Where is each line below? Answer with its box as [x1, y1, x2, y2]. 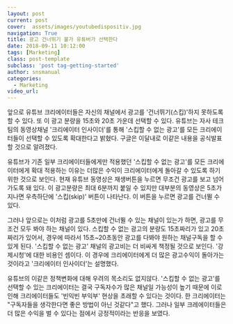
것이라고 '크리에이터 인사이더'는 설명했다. [7, 259, 120, 268]
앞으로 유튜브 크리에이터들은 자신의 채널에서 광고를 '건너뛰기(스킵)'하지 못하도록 [7, 108, 224, 116]
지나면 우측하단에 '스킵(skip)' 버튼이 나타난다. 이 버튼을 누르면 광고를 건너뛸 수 [7, 192, 220, 201]
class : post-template [7, 56, 70, 63]
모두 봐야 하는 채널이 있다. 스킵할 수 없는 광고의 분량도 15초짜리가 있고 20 [19, 224, 219, 233]
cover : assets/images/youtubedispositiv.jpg [7, 23, 141, 30]
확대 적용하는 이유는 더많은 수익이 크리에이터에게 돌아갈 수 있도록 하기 [31, 167, 221, 175]
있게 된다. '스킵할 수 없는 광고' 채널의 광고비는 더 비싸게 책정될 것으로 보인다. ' [7, 242, 218, 251]
